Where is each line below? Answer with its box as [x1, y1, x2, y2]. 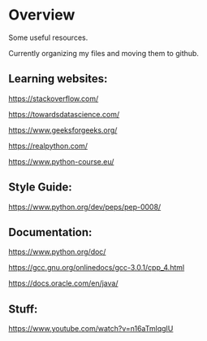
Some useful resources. [8, 33, 88, 42]
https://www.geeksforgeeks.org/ [8, 125, 118, 135]
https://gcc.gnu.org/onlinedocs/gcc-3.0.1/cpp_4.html [8, 263, 185, 273]
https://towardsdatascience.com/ [8, 109, 120, 119]
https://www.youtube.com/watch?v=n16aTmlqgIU [8, 324, 174, 334]
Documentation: [8, 225, 93, 239]
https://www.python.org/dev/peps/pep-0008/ [8, 202, 162, 212]
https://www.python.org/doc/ [8, 247, 106, 257]
